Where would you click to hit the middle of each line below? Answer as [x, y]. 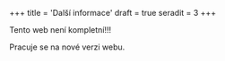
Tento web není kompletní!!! [61, 30]
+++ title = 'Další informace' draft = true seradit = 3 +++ [113, 13]
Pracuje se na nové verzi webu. [67, 47]
